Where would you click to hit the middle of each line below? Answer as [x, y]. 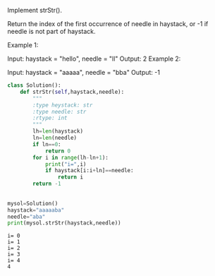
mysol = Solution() [33, 203]
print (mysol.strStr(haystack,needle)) [64, 223]
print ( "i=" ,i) [66, 164]
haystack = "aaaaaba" [36, 210]
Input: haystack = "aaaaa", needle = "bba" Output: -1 [84, 72]
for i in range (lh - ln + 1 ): [71, 157]
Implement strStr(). [35, 10]
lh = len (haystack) [58, 131]
